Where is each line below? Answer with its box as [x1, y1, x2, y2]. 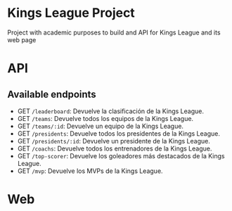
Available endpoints [7, 88, 96, 100]
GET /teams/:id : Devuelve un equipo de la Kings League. [17, 122, 184, 130]
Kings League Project [7, 5, 135, 21]
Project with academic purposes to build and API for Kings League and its [7, 28, 221, 37]
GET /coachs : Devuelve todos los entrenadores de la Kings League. [17, 144, 212, 153]
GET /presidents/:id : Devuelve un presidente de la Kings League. [17, 136, 211, 145]
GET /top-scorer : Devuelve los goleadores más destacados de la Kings [17, 151, 225, 160]
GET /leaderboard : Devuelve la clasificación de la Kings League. [17, 107, 204, 115]
